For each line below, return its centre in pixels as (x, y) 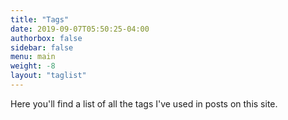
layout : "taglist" (48, 76)
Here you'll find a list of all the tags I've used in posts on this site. (144, 103)
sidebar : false (42, 47)
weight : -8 (33, 66)
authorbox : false (46, 38)
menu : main (33, 57)
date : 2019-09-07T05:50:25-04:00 (80, 29)
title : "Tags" (40, 19)
